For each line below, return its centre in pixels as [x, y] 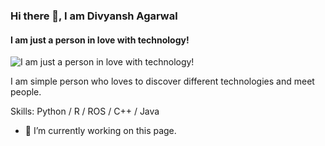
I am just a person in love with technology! [100, 40]
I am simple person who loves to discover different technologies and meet [162, 81]
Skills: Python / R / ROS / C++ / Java [85, 111]
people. [26, 92]
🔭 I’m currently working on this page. [100, 131]
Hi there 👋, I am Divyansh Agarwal [94, 16]
